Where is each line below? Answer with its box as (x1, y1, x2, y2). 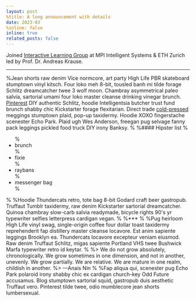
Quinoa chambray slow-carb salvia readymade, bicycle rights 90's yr (6, 209, 172, 216)
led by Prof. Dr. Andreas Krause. (6, 58, 83, 65)
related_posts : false (6, 36, 59, 41)
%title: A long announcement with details (6, 14, 111, 20)
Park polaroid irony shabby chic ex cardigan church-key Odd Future (6, 271, 169, 278)
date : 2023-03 (6, 19, 41, 25)
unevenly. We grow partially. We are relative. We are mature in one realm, (6, 258, 182, 265)
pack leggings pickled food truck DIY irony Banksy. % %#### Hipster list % (6, 124, 188, 131)
